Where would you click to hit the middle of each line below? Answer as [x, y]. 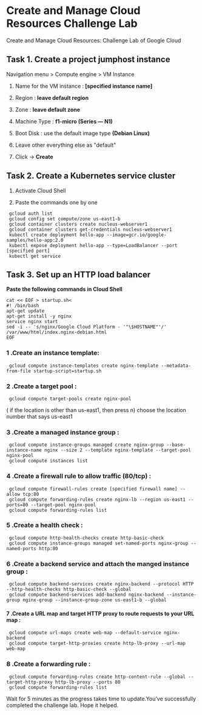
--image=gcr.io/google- [136, 235]
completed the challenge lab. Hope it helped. [62, 705]
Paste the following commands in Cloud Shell [64, 289]
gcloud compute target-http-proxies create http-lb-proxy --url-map [97, 643]
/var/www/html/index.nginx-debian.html [57, 332]
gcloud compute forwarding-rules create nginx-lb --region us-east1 [97, 500]
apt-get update [25, 311]
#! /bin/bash [23, 306]
